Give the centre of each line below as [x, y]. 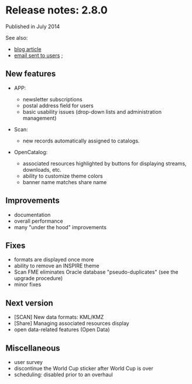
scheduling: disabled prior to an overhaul [63, 375]
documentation [32, 215]
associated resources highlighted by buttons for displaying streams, [104, 163]
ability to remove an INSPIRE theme [56, 266]
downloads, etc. [42, 169]
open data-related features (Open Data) [62, 329]
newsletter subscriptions [52, 99]
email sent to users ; [38, 55]
